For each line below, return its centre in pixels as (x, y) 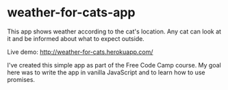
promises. (21, 79)
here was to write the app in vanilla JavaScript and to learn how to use (106, 72)
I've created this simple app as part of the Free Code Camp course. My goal (114, 65)
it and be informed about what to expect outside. (76, 38)
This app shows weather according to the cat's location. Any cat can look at (114, 31)
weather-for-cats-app (71, 13)
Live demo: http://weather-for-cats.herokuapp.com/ (80, 52)
